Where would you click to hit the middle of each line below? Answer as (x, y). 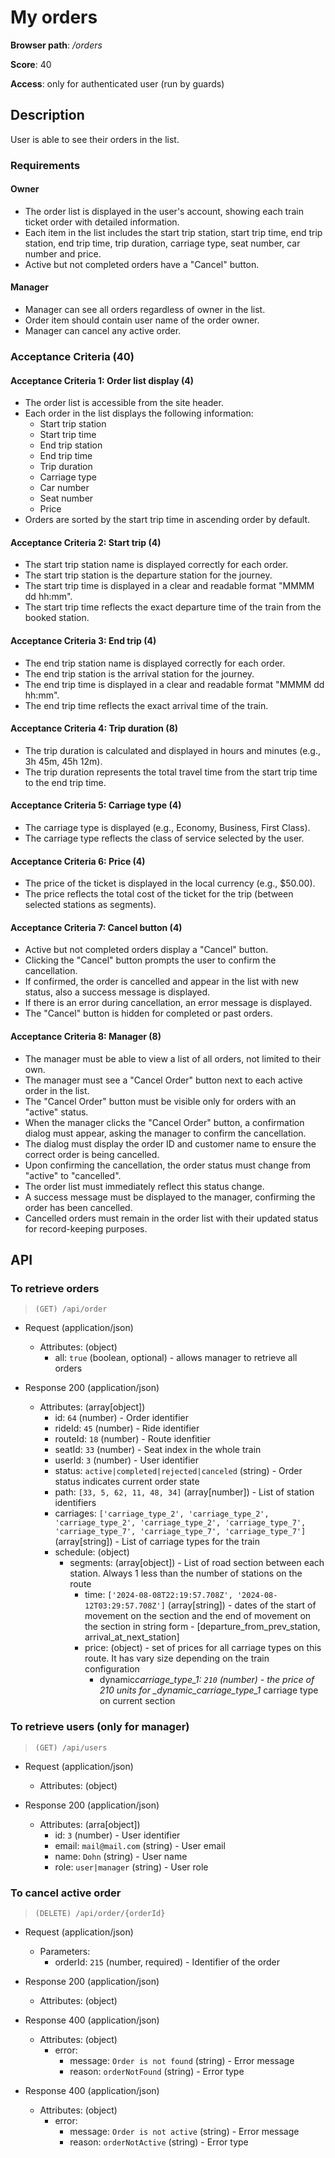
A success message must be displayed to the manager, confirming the (170, 1197)
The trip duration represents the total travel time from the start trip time (171, 772)
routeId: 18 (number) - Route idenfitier (133, 1439)
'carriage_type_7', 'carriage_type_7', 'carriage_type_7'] (180, 1532)
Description (47, 115)
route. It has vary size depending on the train (177, 1658)
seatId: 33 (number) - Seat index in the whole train (158, 1450)
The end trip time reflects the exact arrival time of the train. (146, 705)
